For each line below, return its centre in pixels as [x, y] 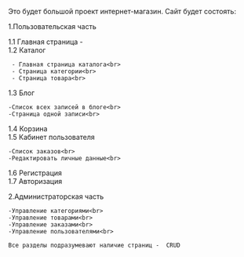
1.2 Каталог [27, 50]
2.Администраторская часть [56, 196]
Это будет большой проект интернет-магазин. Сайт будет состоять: [122, 11]
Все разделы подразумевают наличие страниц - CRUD [94, 245]
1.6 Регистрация [35, 173]
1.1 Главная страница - [46, 42]
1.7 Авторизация [35, 181]
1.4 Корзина [28, 128]
